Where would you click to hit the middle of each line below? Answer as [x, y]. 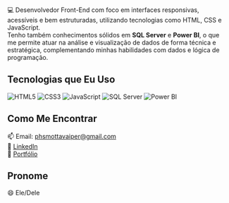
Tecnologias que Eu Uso [61, 80]
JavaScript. [24, 27]
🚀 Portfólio [23, 154]
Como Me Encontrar [52, 119]
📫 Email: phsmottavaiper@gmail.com [62, 136]
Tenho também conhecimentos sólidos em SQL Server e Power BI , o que [113, 35]
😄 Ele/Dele [24, 193]
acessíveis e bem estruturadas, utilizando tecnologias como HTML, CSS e [114, 20]
